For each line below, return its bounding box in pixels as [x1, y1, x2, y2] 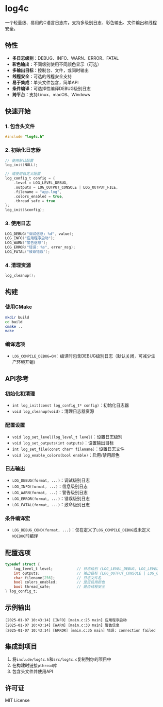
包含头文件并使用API [12, 668, 53, 674]
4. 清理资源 [5, 262, 31, 268]
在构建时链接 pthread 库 [12, 662, 57, 668]
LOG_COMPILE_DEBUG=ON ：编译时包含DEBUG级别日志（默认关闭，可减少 [12, 353, 151, 359]
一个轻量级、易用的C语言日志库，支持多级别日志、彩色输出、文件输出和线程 [5, 19, 157, 25]
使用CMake [5, 303, 33, 310]
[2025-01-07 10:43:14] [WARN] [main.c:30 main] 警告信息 [5, 623, 120, 628]
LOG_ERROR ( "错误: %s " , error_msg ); [5, 245, 76, 250]
